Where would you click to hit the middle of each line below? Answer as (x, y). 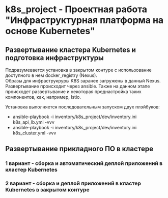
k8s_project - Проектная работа (76, 9)
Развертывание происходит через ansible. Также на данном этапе (78, 86)
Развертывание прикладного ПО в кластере (79, 149)
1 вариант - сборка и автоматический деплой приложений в (84, 163)
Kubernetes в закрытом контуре (48, 190)
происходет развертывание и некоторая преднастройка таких (73, 92)
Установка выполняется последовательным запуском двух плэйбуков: (83, 107)
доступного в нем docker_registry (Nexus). (51, 75)
